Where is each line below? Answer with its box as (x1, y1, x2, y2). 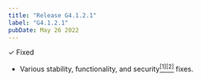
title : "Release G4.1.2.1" (8, 11, 97, 20)
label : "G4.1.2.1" (8, 19, 69, 27)
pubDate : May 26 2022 (8, 26, 80, 34)
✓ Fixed (8, 48, 35, 57)
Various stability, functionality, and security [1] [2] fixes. (19, 63, 194, 74)
